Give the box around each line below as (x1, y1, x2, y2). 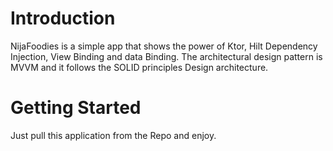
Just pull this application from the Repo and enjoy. (10, 129, 217, 141)
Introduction (10, 7, 116, 30)
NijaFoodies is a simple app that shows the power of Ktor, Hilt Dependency (10, 40, 318, 52)
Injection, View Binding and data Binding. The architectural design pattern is (10, 50, 323, 62)
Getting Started (10, 97, 142, 119)
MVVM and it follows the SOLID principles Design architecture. (10, 61, 269, 73)
